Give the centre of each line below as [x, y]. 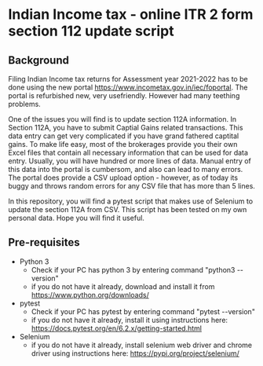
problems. [24, 104]
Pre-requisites [44, 242]
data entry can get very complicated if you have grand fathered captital [124, 136]
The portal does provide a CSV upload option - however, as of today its [123, 178]
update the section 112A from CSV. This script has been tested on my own [128, 209]
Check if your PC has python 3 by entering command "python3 [133, 269]
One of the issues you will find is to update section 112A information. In [122, 119]
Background [38, 60]
